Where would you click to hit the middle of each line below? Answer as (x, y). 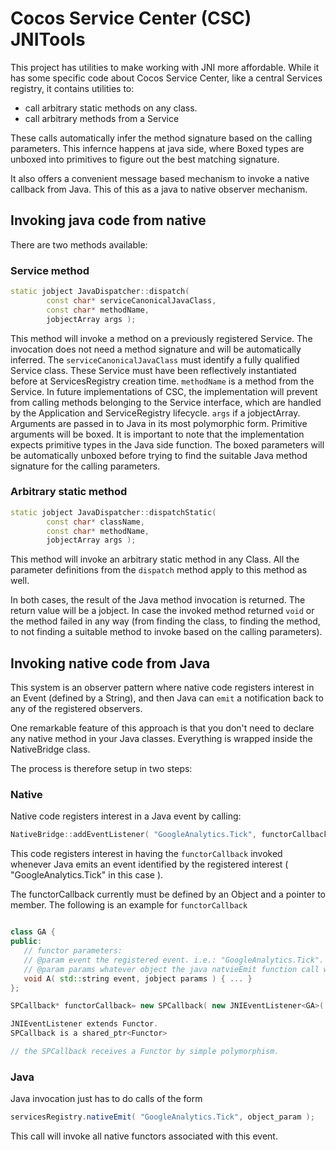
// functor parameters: (73, 951)
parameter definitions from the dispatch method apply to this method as (159, 570)
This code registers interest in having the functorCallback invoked (146, 854)
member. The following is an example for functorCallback (129, 905)
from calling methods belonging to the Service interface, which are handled (166, 402)
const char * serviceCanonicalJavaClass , (131, 300)
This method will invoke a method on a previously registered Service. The (161, 338)
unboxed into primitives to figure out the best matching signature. (145, 159)
